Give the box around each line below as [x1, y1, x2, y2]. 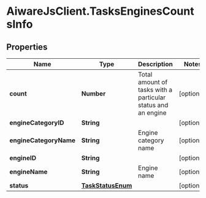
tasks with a [137, 86, 173, 94]
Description [137, 60, 173, 68]
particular [137, 93, 166, 102]
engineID [9, 154, 37, 162]
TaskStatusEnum [81, 181, 132, 189]
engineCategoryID [9, 118, 64, 127]
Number [81, 89, 106, 97]
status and [137, 101, 169, 109]
